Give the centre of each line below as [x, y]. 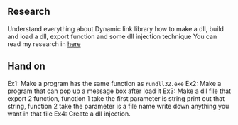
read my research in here [44, 44]
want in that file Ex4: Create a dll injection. [69, 114]
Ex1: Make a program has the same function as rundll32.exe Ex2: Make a [114, 83]
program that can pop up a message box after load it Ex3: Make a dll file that [119, 91]
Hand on [27, 66]
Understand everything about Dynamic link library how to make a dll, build [115, 28]
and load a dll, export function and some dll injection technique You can [112, 36]
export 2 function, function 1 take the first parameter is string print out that [116, 98]
